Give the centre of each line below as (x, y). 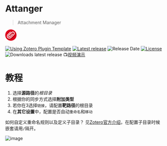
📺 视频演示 (74, 54)
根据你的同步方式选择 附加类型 (43, 99)
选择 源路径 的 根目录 (32, 93)
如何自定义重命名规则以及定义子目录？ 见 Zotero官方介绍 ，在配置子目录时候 (83, 122)
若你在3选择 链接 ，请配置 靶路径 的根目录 (53, 105)
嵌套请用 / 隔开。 (22, 128)
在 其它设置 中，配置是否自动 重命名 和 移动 (52, 111)
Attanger (24, 9)
